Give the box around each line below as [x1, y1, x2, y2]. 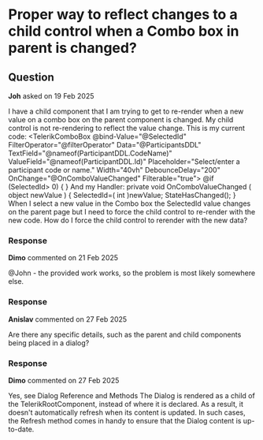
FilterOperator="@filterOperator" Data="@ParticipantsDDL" [8, 140, 202, 149]
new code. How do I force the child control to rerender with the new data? [8, 215, 248, 225]
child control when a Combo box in [8, 22, 239, 40]
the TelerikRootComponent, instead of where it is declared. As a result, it [8, 399, 244, 408]
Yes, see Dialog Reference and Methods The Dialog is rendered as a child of [8, 390, 256, 400]
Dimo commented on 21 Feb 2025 [8, 253, 119, 263]
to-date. [8, 424, 35, 434]
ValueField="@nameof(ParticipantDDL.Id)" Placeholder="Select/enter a [8, 157, 240, 166]
